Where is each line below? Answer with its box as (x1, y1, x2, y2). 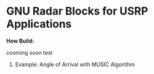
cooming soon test (6, 49, 53, 56)
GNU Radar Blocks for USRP (6, 4, 149, 18)
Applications (6, 17, 72, 31)
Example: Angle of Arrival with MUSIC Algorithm (14, 61, 135, 68)
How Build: (6, 37, 34, 44)
